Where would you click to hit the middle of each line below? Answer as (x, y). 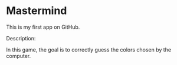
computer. (19, 56)
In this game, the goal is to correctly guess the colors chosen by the (89, 49)
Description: (21, 38)
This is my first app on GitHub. (43, 27)
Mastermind (37, 11)
